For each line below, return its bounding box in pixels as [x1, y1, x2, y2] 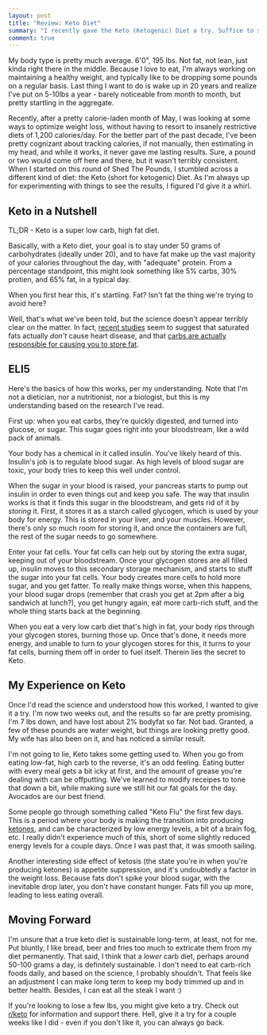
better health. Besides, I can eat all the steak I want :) [8, 985, 182, 994]
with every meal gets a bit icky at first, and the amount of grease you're [8, 766, 242, 775]
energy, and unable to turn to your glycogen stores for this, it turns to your [8, 638, 252, 648]
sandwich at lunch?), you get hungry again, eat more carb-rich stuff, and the [8, 598, 258, 607]
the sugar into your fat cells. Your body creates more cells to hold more [8, 572, 241, 582]
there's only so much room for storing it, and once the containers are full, [8, 523, 248, 532]
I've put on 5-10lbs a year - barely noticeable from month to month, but [8, 89, 241, 100]
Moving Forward [8, 913, 91, 927]
